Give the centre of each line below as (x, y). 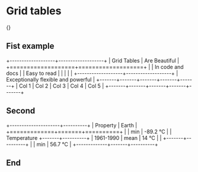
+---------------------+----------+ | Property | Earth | (72, 125)
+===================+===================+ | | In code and (95, 67)
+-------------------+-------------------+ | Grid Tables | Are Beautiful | (93, 60)
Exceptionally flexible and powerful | (50, 79)
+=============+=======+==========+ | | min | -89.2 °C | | (89, 132)
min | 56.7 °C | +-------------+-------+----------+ (97, 144)
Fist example (30, 46)
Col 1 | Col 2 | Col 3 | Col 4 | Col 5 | (61, 86)
